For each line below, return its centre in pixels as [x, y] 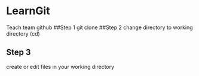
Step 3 [19, 53]
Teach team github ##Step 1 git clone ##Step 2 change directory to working [99, 27]
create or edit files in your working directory [60, 66]
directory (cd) [23, 33]
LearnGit [28, 11]
